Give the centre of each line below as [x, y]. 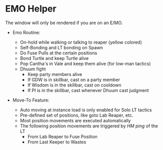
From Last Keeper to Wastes [57, 142]
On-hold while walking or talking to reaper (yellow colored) [81, 42]
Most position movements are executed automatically [75, 120]
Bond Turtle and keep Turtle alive [54, 58]
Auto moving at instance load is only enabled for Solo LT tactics [86, 110]
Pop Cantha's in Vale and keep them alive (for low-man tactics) [85, 63]
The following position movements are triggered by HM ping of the [89, 126]
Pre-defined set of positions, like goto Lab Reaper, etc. [76, 115]
